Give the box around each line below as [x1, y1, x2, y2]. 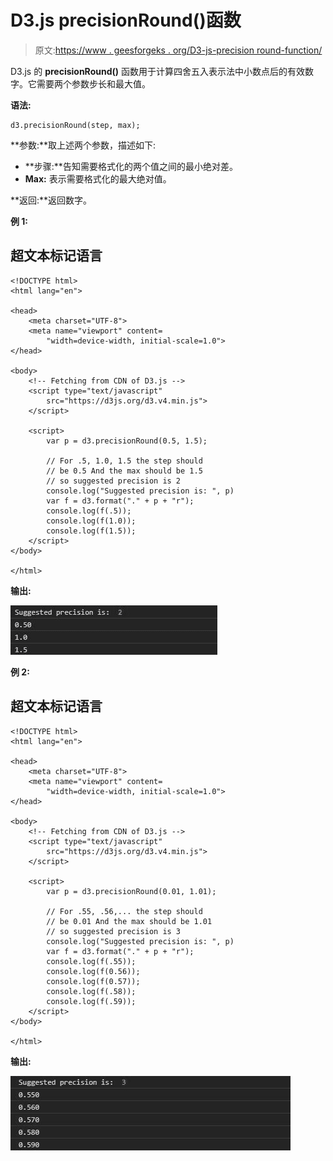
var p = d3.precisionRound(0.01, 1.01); [46, 886, 217, 896]
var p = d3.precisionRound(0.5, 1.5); [46, 436, 208, 446]
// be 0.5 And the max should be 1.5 [46, 466, 203, 476]
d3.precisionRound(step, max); [10, 120, 141, 130]
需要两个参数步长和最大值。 [36, 77, 151, 90]
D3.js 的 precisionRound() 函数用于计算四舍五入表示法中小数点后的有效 [10, 65, 305, 77]
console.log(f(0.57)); [46, 976, 141, 986]
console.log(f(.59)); [46, 996, 137, 1006]
